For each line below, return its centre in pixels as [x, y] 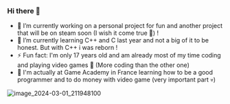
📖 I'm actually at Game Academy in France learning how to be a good [115, 73]
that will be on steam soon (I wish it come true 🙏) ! [88, 33]
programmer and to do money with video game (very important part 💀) [116, 80]
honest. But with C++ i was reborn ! [67, 48]
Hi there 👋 [24, 11]
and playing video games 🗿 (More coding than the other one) [103, 65]
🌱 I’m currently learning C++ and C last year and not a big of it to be [113, 40]
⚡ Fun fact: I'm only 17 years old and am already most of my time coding [119, 55]
